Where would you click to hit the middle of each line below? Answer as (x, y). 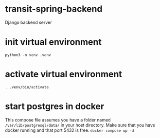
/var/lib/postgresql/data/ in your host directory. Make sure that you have (80, 125)
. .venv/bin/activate (27, 87)
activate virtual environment (64, 74)
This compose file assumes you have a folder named (58, 120)
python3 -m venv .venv (28, 55)
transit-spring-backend (54, 9)
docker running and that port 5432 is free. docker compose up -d (70, 130)
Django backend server (28, 22)
